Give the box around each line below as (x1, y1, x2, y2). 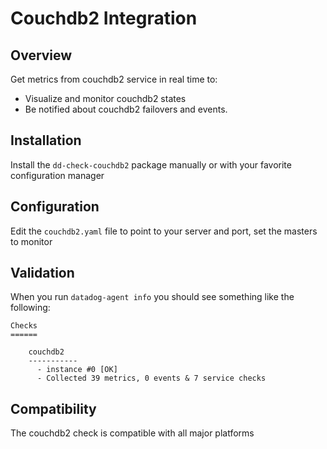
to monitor (10, 235, 53, 247)
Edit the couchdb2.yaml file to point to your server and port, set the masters (10, 225, 318, 237)
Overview (10, 47, 73, 64)
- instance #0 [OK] (36, 365, 118, 375)
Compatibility (10, 400, 97, 417)
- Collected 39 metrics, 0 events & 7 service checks (36, 373, 267, 384)
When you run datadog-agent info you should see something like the (10, 291, 295, 303)
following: (10, 302, 51, 314)
